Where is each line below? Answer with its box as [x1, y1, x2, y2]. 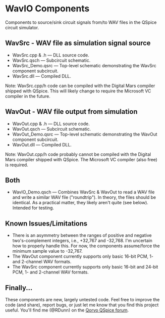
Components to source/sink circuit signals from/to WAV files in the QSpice [5, 19, 157, 25]
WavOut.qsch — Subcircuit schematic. [12, 126, 91, 132]
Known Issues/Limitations [5, 219, 88, 227]
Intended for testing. [12, 205, 55, 211]
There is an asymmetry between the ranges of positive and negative [12, 232, 152, 238]
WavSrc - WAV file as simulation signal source [5, 39, 151, 47]
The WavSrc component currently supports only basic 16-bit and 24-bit [12, 264, 159, 270]
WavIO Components [5, 3, 90, 14]
